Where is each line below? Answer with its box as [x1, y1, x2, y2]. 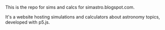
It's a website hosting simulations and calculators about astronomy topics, [5, 14, 160, 19]
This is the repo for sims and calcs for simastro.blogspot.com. [5, 4, 135, 10]
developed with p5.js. [5, 19, 50, 25]
